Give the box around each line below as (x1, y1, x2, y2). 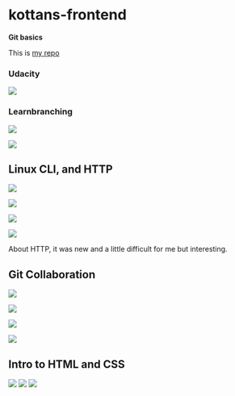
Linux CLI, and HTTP (8, 162, 113, 176)
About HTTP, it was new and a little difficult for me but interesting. (8, 244, 228, 254)
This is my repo (8, 48, 60, 57)
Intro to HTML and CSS (8, 357, 125, 371)
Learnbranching (8, 106, 73, 118)
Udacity (8, 68, 40, 79)
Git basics (8, 32, 43, 42)
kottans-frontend (8, 6, 127, 24)
